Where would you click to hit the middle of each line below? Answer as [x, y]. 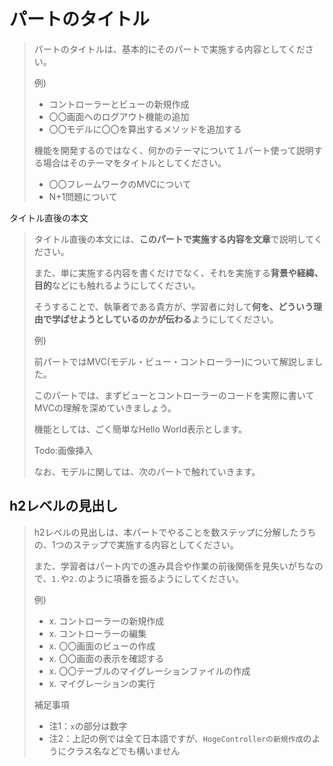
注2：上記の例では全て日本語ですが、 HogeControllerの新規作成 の [180, 738]
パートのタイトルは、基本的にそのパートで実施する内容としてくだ [169, 49]
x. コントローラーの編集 [97, 633]
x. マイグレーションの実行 [102, 683]
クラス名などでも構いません [123, 751]
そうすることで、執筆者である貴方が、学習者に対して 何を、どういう [173, 306]
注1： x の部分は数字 [88, 726]
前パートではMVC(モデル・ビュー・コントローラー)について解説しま [174, 361]
